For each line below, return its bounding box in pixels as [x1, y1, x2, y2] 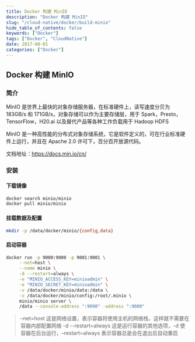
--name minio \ [19, 265, 57, 272]
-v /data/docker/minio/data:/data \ [19, 287, 109, 293]
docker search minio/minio [6, 195, 72, 201]
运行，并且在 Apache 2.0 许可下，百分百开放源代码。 [16, 138, 144, 145]
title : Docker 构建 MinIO [6, 8, 67, 15]
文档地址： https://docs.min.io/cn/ [6, 150, 87, 157]
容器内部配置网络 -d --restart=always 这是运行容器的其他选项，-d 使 [20, 322, 186, 329]
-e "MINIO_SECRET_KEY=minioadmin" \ [19, 282, 109, 287]
